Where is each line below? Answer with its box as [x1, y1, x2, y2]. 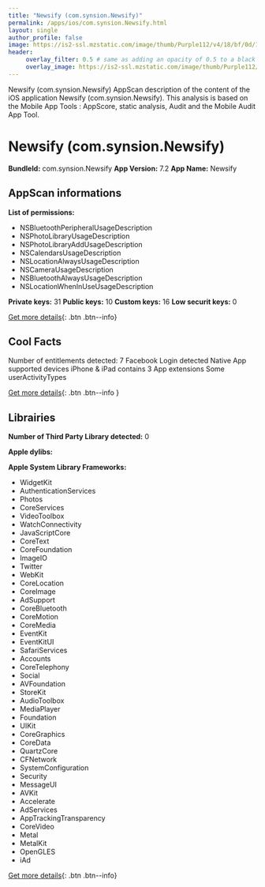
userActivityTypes [8, 373, 67, 382]
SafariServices [19, 645, 68, 656]
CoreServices [19, 503, 65, 513]
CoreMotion [19, 612, 59, 622]
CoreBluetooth [19, 603, 67, 613]
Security [19, 772, 47, 781]
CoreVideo [19, 822, 55, 832]
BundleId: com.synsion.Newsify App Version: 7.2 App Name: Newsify [8, 163, 237, 173]
